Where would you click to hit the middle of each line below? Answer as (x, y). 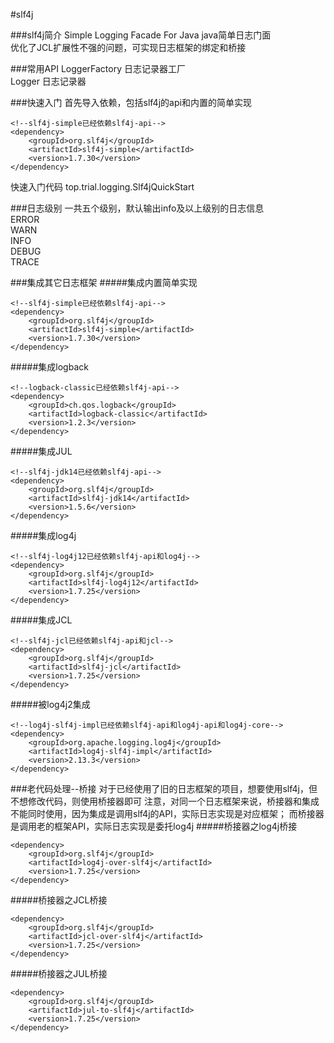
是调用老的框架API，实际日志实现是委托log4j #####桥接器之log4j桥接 (154, 826)
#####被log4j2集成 (50, 704)
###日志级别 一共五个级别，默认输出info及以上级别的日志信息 (137, 208)
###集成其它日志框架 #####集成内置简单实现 (104, 282)
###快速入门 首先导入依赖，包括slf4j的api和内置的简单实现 (131, 102)
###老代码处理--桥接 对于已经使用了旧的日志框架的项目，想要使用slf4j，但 (164, 788)
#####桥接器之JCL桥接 (59, 900)
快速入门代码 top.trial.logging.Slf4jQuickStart (102, 187)
